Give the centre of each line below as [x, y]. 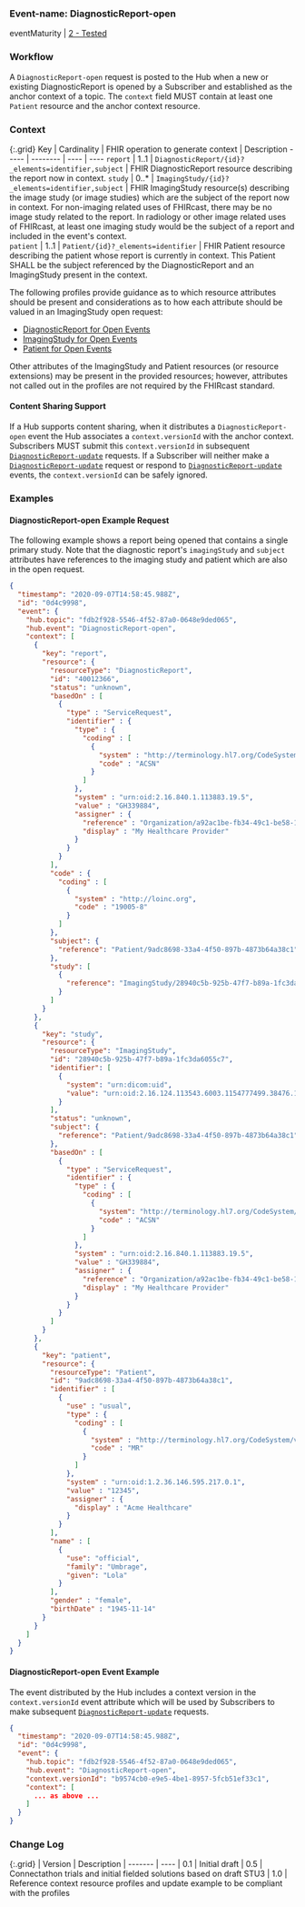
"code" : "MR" [117, 1449]
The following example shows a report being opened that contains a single [149, 540]
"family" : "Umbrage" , [107, 1567]
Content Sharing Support [58, 406]
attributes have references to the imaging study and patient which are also [148, 560]
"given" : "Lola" [97, 1575]
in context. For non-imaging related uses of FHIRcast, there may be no [141, 206]
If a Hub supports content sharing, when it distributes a [113, 427]
